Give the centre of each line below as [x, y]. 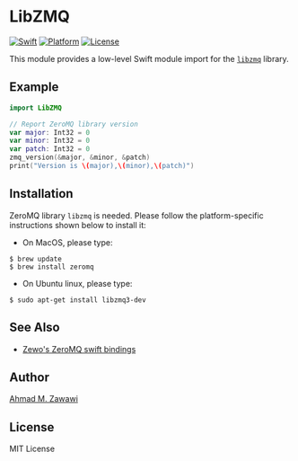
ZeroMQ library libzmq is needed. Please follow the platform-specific [136, 215]
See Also [35, 328]
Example [34, 87]
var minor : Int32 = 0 [50, 141]
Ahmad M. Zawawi [44, 399]
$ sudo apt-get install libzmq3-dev [78, 300]
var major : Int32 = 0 [50, 132]
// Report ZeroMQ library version [74, 124]
